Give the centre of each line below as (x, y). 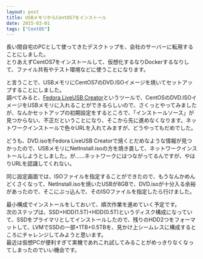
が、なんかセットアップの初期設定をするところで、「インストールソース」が (100, 113)
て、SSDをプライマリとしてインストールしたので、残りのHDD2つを (90, 220)
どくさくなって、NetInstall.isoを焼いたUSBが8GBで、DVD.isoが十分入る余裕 (101, 184)
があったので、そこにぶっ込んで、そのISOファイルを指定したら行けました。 (101, 192)
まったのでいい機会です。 (48, 250)
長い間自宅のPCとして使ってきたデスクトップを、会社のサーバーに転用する (100, 47)
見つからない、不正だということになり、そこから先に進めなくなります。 (96, 120)
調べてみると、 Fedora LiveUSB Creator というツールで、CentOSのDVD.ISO (99, 98)
